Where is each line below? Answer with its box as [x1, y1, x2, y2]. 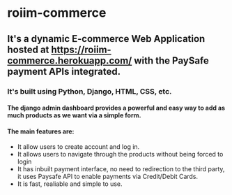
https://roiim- [51, 43, 111, 55]
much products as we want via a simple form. [7, 111, 141, 120]
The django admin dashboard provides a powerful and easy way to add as [7, 103, 225, 113]
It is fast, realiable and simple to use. [17, 180, 123, 188]
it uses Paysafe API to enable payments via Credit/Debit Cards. [17, 173, 199, 181]
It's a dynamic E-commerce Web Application [7, 33, 206, 45]
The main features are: [7, 127, 75, 136]
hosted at [7, 43, 49, 55]
